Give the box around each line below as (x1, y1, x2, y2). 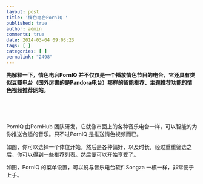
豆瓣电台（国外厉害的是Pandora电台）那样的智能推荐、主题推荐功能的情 (11, 79, 193, 86)
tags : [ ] (6, 43, 32, 49)
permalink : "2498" (6, 54, 53, 60)
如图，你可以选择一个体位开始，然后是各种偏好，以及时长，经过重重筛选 (6, 143, 187, 150)
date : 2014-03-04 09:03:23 (6, 37, 75, 43)
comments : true (6, 31, 45, 38)
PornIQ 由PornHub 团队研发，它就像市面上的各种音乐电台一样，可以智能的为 (6, 122, 198, 130)
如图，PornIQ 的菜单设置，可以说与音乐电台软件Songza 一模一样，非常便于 (6, 163, 195, 171)
